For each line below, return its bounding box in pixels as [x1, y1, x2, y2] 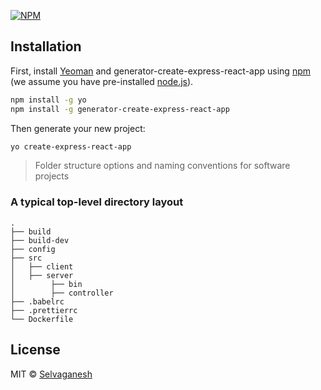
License [10, 341, 61, 359]
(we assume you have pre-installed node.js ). [10, 75, 194, 87]
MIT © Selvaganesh [10, 368, 93, 380]
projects [34, 170, 70, 182]
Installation [10, 38, 82, 55]
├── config [10, 244, 56, 254]
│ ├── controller [10, 288, 114, 298]
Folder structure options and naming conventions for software [34, 160, 291, 172]
